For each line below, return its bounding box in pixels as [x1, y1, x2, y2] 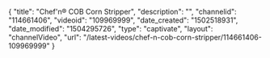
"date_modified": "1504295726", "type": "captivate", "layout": [8, 24, 213, 33]
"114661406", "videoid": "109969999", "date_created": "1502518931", [8, 15, 238, 25]
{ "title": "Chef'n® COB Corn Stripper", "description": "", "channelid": [8, 7, 237, 16]
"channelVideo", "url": [8, 32, 82, 42]
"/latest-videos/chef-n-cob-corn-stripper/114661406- [83, 32, 263, 42]
